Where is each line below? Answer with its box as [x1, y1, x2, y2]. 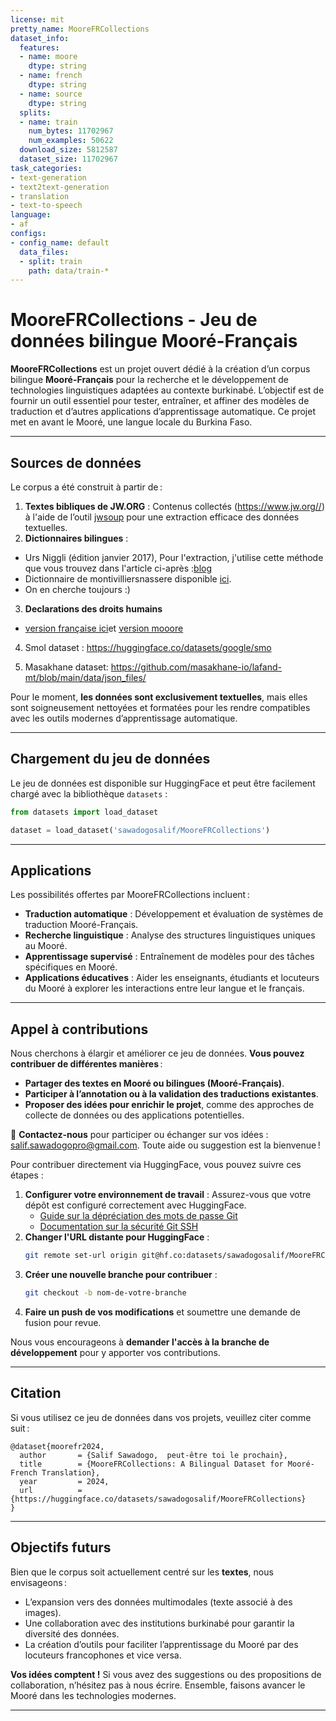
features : [19, 42, 60, 53]
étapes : [10, 1169, 44, 1181]
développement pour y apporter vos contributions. [10, 1346, 221, 1358]
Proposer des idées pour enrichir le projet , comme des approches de [24, 1099, 315, 1111]
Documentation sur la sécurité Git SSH [39, 1221, 199, 1233]
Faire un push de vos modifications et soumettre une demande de [24, 1306, 301, 1318]
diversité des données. [24, 1627, 120, 1640]
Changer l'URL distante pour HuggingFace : [24, 1231, 210, 1243]
